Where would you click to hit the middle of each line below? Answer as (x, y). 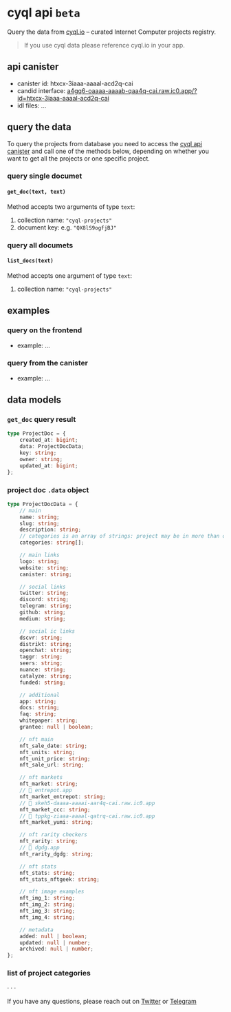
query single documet (45, 176)
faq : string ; (38, 714)
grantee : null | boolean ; (57, 727)
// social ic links (47, 631)
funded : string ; (43, 682)
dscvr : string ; (41, 638)
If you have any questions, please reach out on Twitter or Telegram (102, 1002)
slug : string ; (40, 523)
